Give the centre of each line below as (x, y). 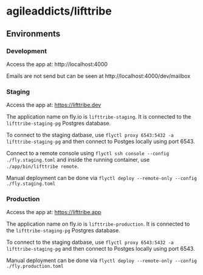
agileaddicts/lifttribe (59, 11)
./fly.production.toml (35, 266)
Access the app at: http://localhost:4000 (57, 64)
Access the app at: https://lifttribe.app (54, 212)
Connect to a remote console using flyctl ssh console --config (88, 153)
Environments (33, 34)
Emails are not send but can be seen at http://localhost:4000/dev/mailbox (98, 76)
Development (27, 51)
